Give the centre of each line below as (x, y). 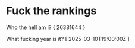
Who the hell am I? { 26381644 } (46, 27)
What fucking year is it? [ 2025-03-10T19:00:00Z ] (68, 39)
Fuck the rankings (51, 11)
